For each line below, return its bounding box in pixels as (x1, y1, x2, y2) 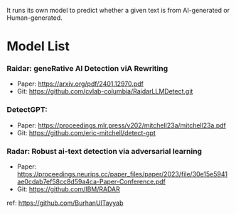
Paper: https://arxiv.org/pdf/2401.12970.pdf (16, 79, 144, 88)
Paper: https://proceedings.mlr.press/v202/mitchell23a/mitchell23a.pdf (16, 120, 227, 130)
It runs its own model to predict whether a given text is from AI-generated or (6, 6, 230, 14)
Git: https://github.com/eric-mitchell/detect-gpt (16, 128, 156, 137)
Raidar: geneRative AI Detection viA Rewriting (6, 64, 168, 74)
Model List (6, 38, 70, 55)
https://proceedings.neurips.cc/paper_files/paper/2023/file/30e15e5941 (16, 170, 228, 179)
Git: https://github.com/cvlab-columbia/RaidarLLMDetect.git (16, 87, 193, 96)
